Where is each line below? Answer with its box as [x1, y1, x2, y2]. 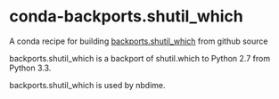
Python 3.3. [9, 62, 52, 73]
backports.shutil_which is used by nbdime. [9, 79, 167, 90]
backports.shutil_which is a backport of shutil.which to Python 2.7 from [9, 53, 270, 63]
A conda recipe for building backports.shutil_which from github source [9, 36, 268, 46]
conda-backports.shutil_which [9, 6, 243, 27]
